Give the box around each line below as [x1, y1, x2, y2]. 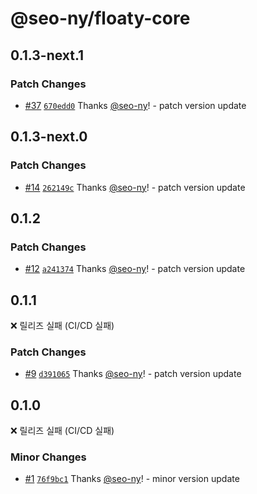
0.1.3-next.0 [10, 128, 88, 146]
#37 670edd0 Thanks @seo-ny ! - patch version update [24, 99, 247, 111]
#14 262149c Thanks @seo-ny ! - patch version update [24, 181, 246, 193]
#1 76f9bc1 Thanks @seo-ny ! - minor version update [24, 473, 240, 485]
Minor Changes [10, 450, 87, 464]
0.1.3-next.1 [10, 47, 85, 64]
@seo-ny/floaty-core [10, 7, 191, 30]
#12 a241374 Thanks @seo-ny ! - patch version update [24, 263, 246, 275]
